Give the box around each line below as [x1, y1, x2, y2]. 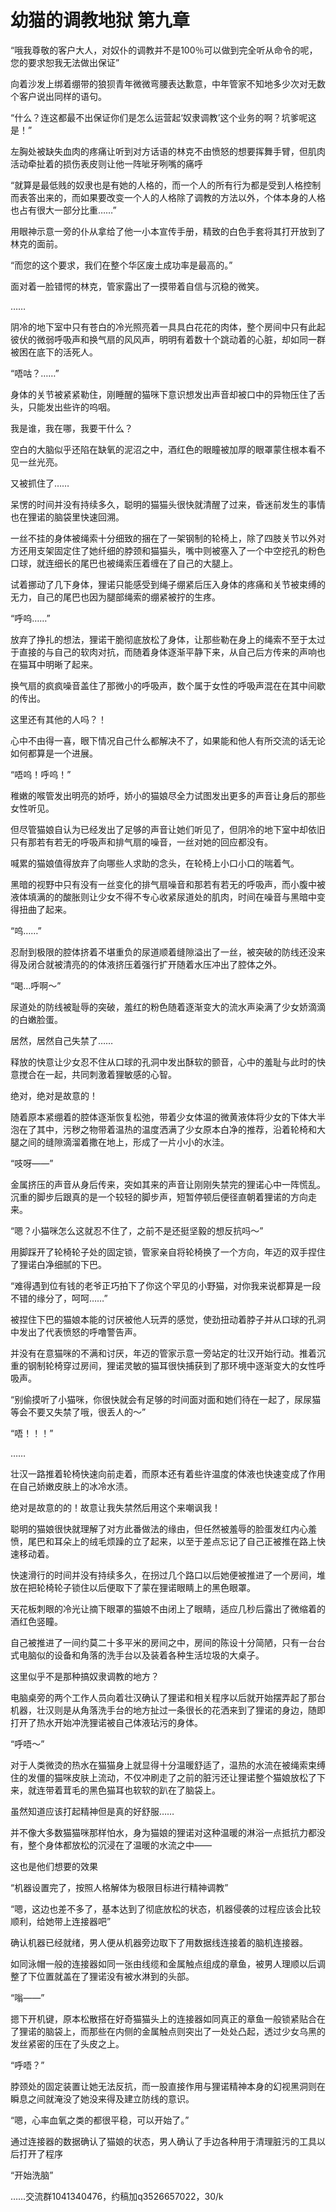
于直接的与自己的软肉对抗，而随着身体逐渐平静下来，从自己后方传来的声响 [10, 646, 317, 658]
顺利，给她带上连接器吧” [10, 1915, 112, 1927]
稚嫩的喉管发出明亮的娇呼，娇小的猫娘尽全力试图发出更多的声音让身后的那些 [10, 789, 326, 801]
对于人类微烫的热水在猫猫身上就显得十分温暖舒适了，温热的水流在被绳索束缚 [10, 1759, 326, 1771]
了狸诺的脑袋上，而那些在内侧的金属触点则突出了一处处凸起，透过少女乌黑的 [10, 2025, 326, 2037]
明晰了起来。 [44, 658, 98, 670]
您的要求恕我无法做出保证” [10, 56, 120, 68]
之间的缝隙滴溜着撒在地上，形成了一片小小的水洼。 [18, 1136, 230, 1148]
